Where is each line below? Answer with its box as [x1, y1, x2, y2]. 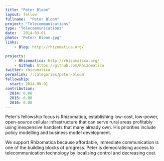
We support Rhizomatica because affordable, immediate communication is [5, 139, 159, 145]
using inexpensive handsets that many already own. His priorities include [5, 124, 156, 130]
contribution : [5, 86, 35, 91]
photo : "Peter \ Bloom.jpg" [5, 35, 62, 40]
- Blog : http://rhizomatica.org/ [14, 44, 84, 49]
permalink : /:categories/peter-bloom [5, 72, 84, 77]
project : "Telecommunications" [5, 21, 71, 26]
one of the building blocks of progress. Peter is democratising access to [5, 144, 154, 150]
